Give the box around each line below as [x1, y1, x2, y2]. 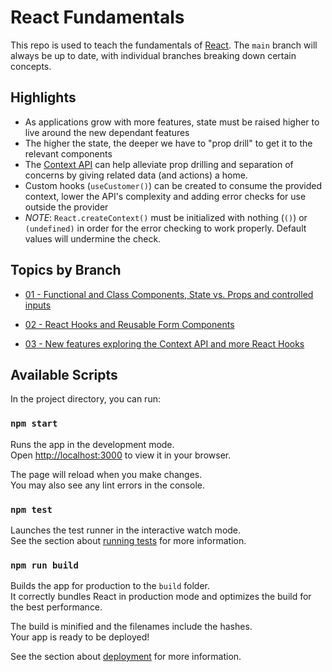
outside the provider [24, 201, 109, 213]
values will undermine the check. [24, 232, 162, 245]
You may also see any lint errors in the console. [10, 479, 205, 491]
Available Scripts [10, 366, 118, 383]
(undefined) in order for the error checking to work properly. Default [24, 222, 307, 234]
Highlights [10, 89, 77, 106]
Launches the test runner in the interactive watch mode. [10, 524, 242, 536]
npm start [10, 418, 58, 430]
